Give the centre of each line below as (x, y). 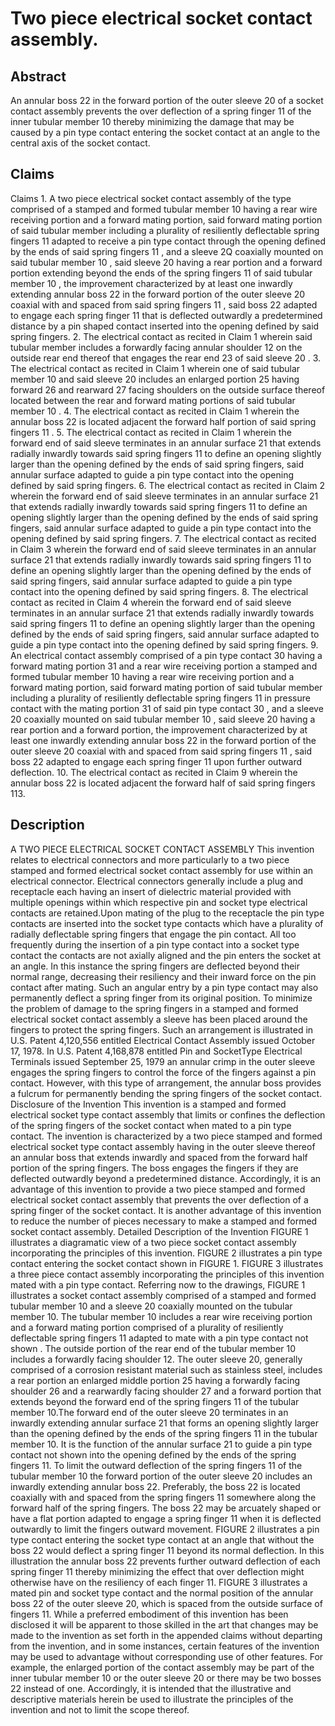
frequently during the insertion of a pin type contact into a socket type (155, 944)
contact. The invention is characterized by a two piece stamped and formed (166, 1136)
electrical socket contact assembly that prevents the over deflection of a (159, 1199)
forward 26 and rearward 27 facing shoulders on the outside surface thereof (168, 389)
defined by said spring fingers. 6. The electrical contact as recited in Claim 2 (168, 485)
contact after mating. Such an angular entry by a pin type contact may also (164, 987)
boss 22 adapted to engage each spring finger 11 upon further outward (156, 761)
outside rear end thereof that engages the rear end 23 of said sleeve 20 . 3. (166, 358)
